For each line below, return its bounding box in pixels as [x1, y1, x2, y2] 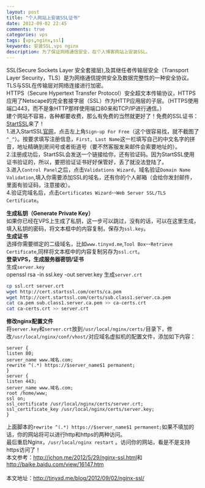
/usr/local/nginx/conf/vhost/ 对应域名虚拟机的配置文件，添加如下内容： [12, 333, 196, 340]
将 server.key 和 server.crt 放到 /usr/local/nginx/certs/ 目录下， [6, 325, 167, 332]
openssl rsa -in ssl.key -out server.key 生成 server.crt [6, 271, 143, 278]
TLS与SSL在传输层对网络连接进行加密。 [6, 81, 107, 89]
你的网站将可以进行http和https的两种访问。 [17, 431, 126, 438]
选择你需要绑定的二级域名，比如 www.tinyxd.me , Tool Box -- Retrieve [6, 240, 173, 247]
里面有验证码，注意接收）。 [6, 181, 73, 189]
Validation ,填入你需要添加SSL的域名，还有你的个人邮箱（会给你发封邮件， [6, 173, 196, 181]
